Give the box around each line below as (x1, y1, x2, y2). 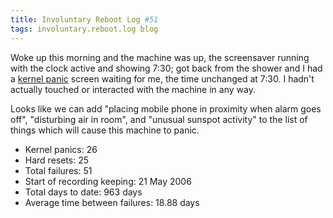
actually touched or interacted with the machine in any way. (10, 83, 256, 95)
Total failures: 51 (24, 164, 93, 176)
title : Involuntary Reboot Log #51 (10, 14, 159, 25)
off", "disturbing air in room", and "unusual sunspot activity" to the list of (10, 113, 308, 125)
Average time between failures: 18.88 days (24, 196, 200, 208)
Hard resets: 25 (24, 154, 90, 166)
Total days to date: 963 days (24, 186, 143, 198)
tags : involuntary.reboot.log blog (10, 24, 159, 34)
